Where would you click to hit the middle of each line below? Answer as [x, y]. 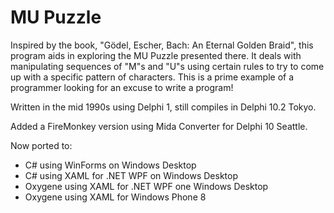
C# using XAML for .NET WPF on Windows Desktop [131, 175]
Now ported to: [41, 145]
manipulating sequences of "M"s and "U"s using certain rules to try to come [167, 66]
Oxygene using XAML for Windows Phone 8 [115, 197]
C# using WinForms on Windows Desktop [110, 165]
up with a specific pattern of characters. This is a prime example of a [152, 77]
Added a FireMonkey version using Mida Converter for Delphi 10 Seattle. [159, 126]
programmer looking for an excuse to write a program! [122, 87]
